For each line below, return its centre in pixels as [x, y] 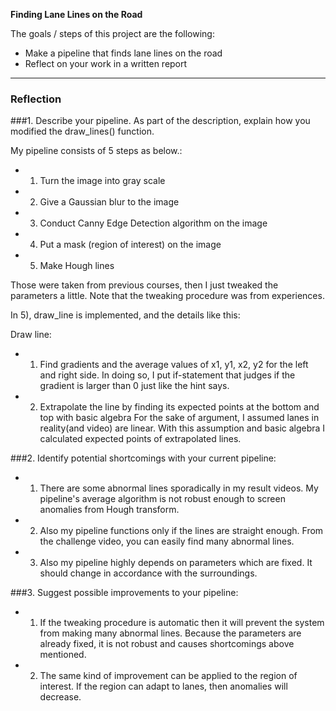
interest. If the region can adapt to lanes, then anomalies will [163, 686]
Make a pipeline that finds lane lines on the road [123, 53]
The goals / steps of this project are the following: [112, 33]
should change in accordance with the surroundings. [148, 573]
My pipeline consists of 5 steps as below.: [96, 151]
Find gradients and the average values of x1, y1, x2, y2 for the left [174, 365]
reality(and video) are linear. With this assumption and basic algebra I [182, 428]
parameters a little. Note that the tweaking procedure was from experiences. [167, 296]
